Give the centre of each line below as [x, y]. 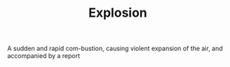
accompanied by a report [44, 56]
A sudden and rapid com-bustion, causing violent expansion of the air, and [115, 49]
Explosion [118, 13]
